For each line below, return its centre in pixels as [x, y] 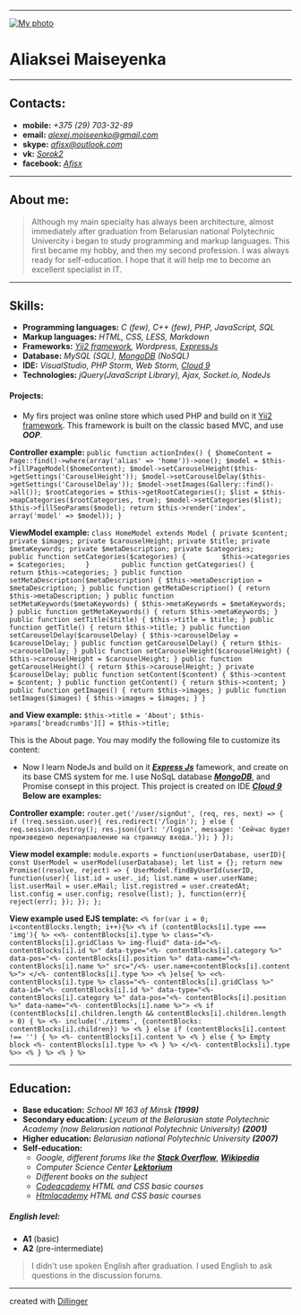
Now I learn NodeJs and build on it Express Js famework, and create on [155, 767]
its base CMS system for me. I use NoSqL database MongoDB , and [146, 776]
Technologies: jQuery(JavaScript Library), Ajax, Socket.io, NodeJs [146, 375]
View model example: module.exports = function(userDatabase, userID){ [148, 854]
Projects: [26, 395]
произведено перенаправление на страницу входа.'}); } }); [122, 837]
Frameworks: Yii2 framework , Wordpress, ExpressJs [120, 346]
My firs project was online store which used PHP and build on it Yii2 [147, 416]
